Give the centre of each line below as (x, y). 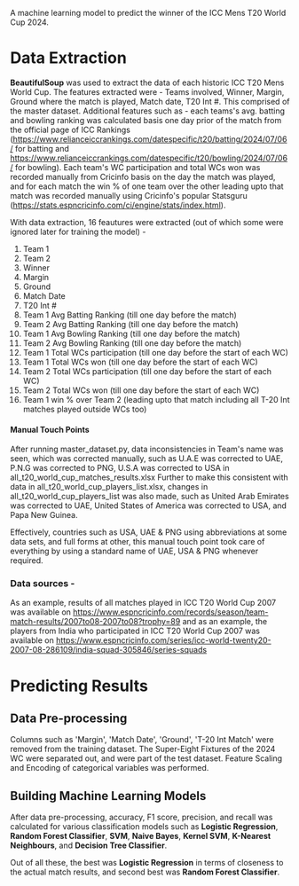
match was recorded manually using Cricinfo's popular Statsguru (129, 195)
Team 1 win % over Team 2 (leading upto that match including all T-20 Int (156, 399)
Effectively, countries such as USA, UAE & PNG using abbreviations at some (149, 532)
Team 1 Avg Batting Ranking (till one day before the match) (130, 315)
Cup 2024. (30, 22)
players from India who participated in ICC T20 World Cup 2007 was (135, 631)
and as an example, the (225, 622)
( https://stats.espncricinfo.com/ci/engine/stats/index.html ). (118, 205)
